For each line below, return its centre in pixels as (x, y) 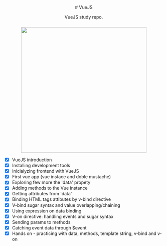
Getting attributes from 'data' (42, 194)
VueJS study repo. (84, 17)
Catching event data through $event (49, 227)
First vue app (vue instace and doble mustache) (61, 177)
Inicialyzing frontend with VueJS (45, 171)
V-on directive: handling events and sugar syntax (63, 216)
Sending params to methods (41, 222)
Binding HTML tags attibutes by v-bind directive (61, 199)
